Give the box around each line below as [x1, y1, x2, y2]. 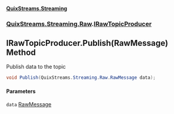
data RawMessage [6, 101, 52, 108]
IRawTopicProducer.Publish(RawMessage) [6, 38, 169, 48]
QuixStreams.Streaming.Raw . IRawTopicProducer [6, 20, 152, 28]
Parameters [6, 87, 36, 95]
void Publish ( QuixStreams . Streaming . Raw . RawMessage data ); [6, 75, 156, 81]
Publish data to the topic [6, 63, 66, 70]
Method [6, 47, 36, 57]
